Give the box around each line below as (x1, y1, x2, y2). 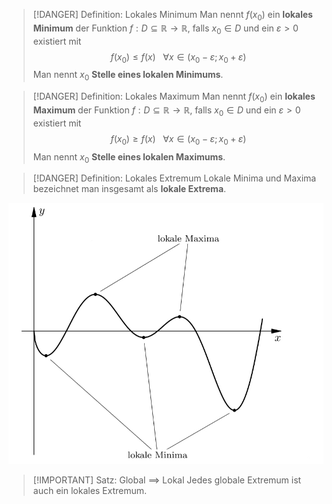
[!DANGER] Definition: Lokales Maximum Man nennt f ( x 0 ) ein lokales (32, 90, 316, 104)
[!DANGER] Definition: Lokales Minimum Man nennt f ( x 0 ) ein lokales (32, 9, 313, 23)
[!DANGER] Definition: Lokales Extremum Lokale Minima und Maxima (32, 172, 317, 184)
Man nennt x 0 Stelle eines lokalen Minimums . (32, 69, 224, 83)
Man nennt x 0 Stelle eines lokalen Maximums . (32, 150, 226, 165)
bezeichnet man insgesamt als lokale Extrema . (32, 183, 227, 195)
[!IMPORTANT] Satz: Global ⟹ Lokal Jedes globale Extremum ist (32, 474, 302, 486)
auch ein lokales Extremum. (32, 484, 148, 496)
